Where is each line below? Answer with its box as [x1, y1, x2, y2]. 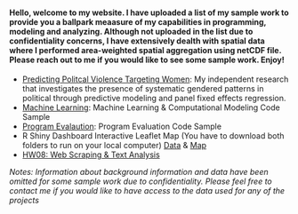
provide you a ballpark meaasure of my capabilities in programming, [9, 16, 267, 27]
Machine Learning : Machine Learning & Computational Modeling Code [21, 102, 280, 113]
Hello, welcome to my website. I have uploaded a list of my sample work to [9, 7, 289, 18]
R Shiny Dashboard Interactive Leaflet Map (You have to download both [21, 131, 285, 141]
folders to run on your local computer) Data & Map [21, 140, 207, 151]
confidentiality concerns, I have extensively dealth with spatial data [9, 36, 265, 46]
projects [9, 195, 40, 206]
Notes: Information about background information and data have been [9, 167, 269, 178]
